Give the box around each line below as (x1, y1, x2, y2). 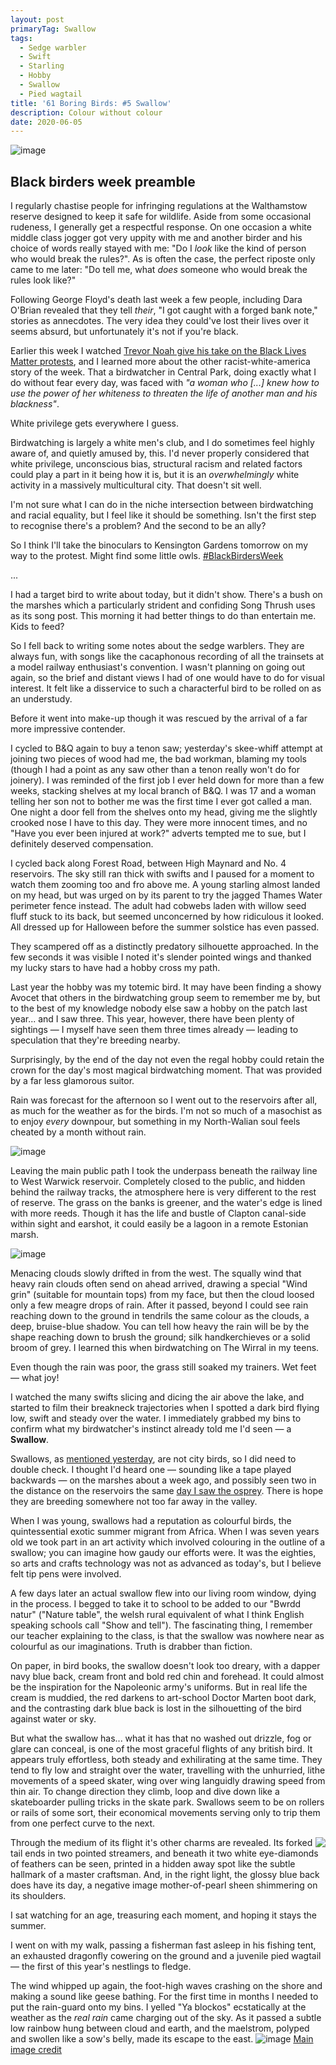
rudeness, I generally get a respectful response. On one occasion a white (10, 221, 312, 233)
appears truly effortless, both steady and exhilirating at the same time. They (10, 1754, 323, 1766)
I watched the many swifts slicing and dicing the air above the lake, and (10, 1391, 305, 1403)
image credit (10, 2044, 62, 2056)
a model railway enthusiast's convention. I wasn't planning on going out (10, 661, 306, 673)
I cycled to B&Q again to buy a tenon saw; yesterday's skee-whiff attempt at (10, 742, 323, 755)
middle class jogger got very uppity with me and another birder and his (10, 232, 303, 244)
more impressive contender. (10, 723, 126, 735)
